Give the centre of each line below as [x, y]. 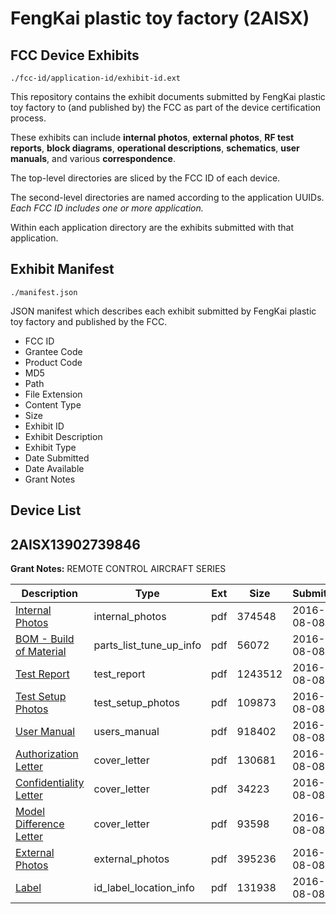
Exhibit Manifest [62, 269]
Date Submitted [57, 458]
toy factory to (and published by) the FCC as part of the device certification [166, 107]
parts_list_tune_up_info [147, 645]
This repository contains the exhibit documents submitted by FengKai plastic [168, 96]
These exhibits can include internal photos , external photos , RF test [152, 137]
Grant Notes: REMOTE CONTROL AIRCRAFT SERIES [118, 569]
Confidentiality [50, 783]
